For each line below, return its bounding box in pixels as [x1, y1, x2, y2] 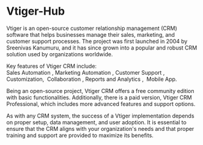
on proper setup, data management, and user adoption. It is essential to [6, 118, 186, 126]
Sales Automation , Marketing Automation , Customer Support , [6, 69, 165, 76]
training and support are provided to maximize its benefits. [6, 132, 154, 139]
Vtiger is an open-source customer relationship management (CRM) [6, 24, 177, 32]
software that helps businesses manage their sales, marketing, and [6, 31, 175, 38]
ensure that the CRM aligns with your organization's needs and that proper [6, 125, 194, 132]
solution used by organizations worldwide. [6, 50, 113, 58]
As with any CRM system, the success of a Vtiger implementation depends [6, 112, 194, 119]
